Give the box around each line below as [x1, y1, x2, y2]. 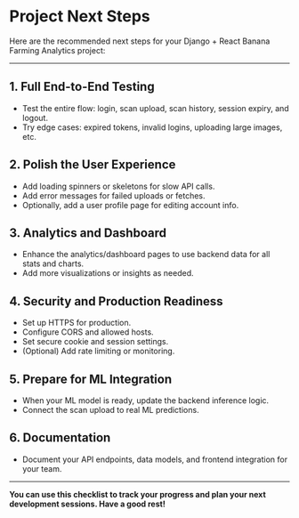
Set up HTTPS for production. [21, 318, 132, 328]
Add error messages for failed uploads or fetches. [21, 190, 206, 201]
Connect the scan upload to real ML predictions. [21, 405, 199, 415]
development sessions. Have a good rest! [9, 498, 166, 509]
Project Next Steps [9, 6, 150, 27]
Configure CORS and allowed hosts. [21, 327, 154, 337]
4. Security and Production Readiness [9, 294, 224, 309]
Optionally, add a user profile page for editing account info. [21, 199, 239, 210]
